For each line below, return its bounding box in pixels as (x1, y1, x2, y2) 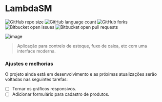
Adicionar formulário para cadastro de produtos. (12, 91, 110, 97)
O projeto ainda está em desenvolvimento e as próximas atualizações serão (5, 71, 157, 77)
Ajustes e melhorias (5, 60, 54, 67)
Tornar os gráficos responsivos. (12, 86, 77, 92)
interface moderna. (17, 48, 56, 54)
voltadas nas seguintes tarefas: (5, 76, 68, 83)
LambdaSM (5, 3, 52, 14)
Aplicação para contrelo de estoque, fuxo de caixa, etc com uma (17, 43, 147, 49)
